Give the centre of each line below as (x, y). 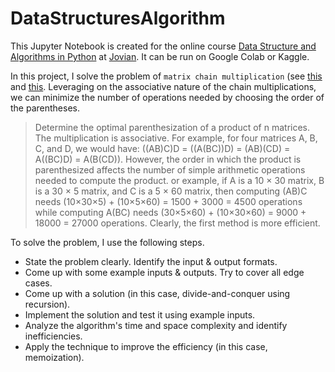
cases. (38, 283)
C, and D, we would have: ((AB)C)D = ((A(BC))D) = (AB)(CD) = (162, 148)
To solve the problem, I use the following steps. (107, 242)
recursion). (47, 304)
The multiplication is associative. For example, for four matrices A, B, (176, 138)
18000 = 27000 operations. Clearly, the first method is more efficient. (177, 223)
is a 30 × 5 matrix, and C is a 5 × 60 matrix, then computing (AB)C (171, 191)
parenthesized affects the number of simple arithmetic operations (170, 169)
